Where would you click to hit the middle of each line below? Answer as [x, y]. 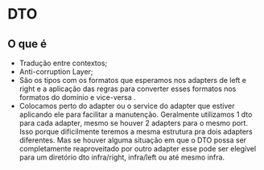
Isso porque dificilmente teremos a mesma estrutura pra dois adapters [136, 131]
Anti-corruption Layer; [56, 72]
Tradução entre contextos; [63, 63]
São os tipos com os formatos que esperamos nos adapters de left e [133, 80]
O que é [27, 44]
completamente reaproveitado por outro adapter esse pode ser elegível [138, 149]
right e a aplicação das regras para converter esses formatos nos [128, 89]
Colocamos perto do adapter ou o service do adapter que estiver [127, 106]
